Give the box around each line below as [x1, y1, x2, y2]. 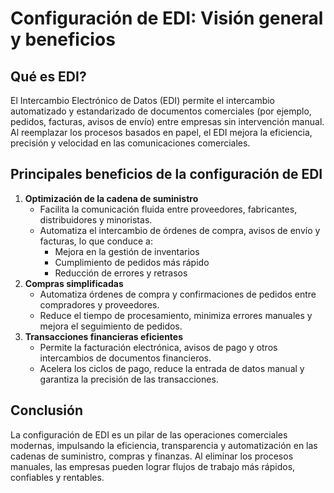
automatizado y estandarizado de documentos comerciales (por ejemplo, [10, 105, 312, 117]
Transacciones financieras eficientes [24, 330, 184, 342]
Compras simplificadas [24, 277, 124, 289]
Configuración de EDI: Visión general [10, 7, 324, 30]
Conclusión [10, 402, 84, 419]
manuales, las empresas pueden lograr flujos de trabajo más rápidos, [10, 460, 296, 472]
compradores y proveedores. [39, 298, 160, 311]
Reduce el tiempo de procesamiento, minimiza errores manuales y [39, 309, 313, 321]
